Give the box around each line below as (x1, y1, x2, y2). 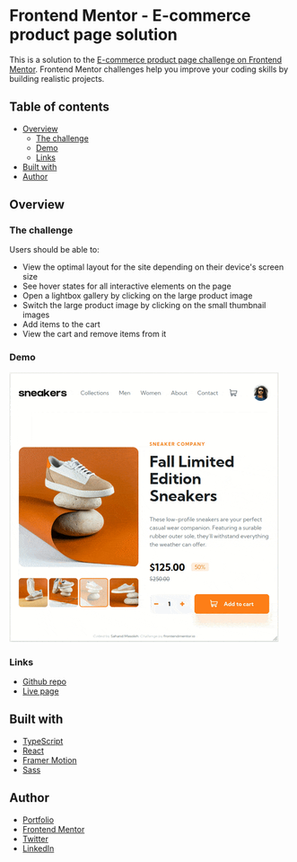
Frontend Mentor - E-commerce (9, 5, 251, 26)
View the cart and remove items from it (22, 329, 167, 340)
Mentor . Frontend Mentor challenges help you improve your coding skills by (9, 64, 289, 75)
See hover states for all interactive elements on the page (22, 280, 231, 292)
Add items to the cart (22, 319, 100, 330)
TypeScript (22, 735, 64, 746)
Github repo (22, 676, 67, 688)
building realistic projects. (9, 73, 105, 84)
